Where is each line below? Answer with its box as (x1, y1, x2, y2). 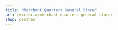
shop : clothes (5, 17, 36, 22)
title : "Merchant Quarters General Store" (5, 7, 97, 13)
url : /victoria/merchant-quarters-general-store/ (5, 12, 113, 17)
